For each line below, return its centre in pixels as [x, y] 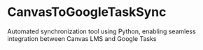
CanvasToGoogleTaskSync [87, 12]
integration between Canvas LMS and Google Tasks [82, 38]
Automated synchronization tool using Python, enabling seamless [101, 31]
